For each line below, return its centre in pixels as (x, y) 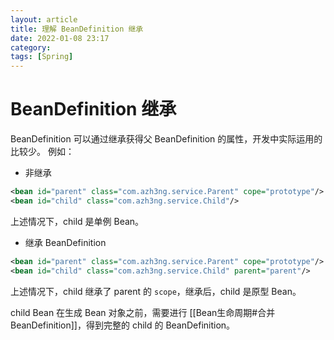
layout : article (44, 19)
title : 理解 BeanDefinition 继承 (77, 29)
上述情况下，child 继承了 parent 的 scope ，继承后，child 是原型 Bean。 (156, 291)
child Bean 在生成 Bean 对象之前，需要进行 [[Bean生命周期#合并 (143, 312)
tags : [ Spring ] (42, 57)
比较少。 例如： (42, 152)
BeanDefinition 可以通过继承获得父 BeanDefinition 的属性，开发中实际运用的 (166, 139)
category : (31, 47)
